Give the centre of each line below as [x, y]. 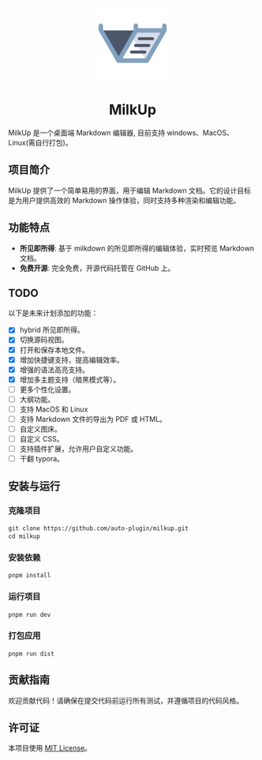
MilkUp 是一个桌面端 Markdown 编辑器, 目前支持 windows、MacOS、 [121, 133]
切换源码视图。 [44, 340]
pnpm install [30, 576]
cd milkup [24, 536]
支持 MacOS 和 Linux [54, 409]
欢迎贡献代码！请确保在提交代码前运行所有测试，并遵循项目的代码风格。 [125, 700]
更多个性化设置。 [47, 389]
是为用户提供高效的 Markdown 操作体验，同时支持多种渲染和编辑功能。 [124, 200]
